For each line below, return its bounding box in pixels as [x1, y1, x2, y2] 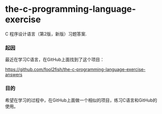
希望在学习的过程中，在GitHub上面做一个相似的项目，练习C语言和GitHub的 [5, 97, 158, 103]
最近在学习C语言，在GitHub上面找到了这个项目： [5, 57, 104, 63]
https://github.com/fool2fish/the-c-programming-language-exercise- [5, 67, 146, 73]
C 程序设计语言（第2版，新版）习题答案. [5, 31, 87, 37]
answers [5, 72, 23, 77]
